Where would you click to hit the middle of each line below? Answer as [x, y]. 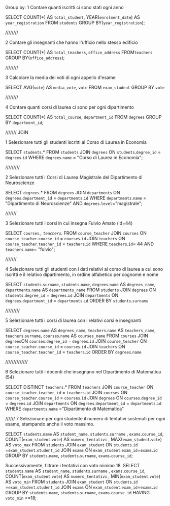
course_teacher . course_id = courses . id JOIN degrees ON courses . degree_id [84, 398]
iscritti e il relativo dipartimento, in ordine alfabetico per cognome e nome [82, 274]
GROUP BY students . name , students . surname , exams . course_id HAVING [78, 492]
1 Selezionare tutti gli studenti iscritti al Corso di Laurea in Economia [76, 142]
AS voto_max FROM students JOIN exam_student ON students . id [72, 445]
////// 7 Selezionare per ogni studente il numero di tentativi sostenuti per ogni [86, 419]
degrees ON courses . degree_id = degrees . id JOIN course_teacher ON [76, 341]
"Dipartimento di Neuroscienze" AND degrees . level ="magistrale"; [74, 203]
